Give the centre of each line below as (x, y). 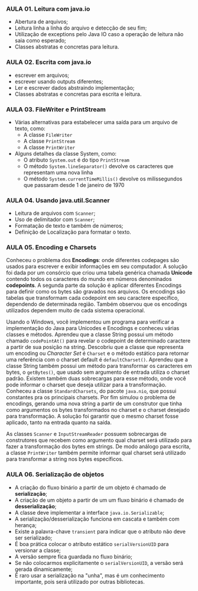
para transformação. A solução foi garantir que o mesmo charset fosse (92, 416)
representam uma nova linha (58, 172)
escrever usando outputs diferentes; (59, 81)
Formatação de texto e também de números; (69, 226)
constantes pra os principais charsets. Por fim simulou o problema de (91, 398)
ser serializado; (33, 538)
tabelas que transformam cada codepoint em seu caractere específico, (92, 298)
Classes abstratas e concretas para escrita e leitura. (78, 94)
